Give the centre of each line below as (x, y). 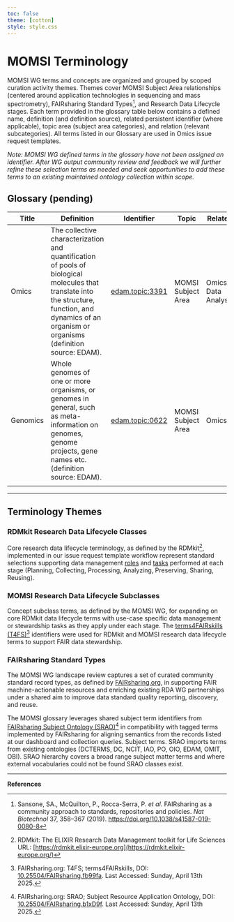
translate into (72, 291)
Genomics (27, 420)
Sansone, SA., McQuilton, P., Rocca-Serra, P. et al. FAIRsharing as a (115, 804)
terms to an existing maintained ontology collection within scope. (101, 177)
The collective (74, 230)
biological (67, 274)
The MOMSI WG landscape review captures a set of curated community (110, 675)
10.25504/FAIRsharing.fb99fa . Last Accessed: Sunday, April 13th (110, 876)
